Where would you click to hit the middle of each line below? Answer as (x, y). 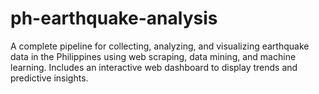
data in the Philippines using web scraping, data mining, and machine (153, 56)
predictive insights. (49, 78)
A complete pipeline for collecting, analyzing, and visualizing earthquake (160, 46)
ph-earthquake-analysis (114, 18)
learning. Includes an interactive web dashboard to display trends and (154, 67)
